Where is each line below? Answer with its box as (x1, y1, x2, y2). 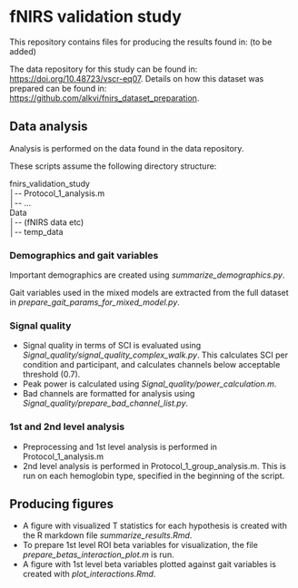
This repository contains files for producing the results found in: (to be (9, 36, 273, 47)
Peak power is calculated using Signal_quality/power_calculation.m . (22, 378, 277, 389)
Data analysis (9, 119, 88, 134)
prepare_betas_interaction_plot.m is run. (22, 549, 174, 560)
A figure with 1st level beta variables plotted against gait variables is (22, 559, 277, 570)
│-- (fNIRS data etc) (9, 216, 84, 228)
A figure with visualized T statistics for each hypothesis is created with (22, 520, 288, 532)
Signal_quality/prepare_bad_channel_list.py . (22, 397, 189, 409)
